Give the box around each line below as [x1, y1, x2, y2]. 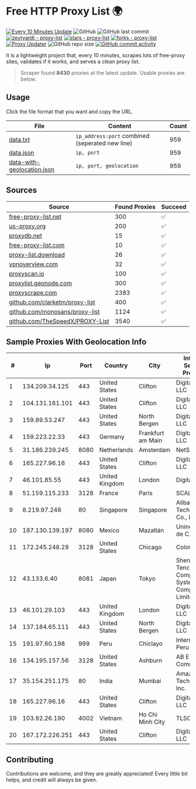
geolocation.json [9, 165, 55, 173]
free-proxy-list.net [9, 212, 62, 220]
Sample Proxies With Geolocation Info [6, 337, 147, 347]
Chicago [138, 543, 162, 552]
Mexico [99, 526, 120, 535]
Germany [99, 433, 125, 441]
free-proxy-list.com [9, 241, 65, 249]
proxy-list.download [9, 250, 65, 259]
